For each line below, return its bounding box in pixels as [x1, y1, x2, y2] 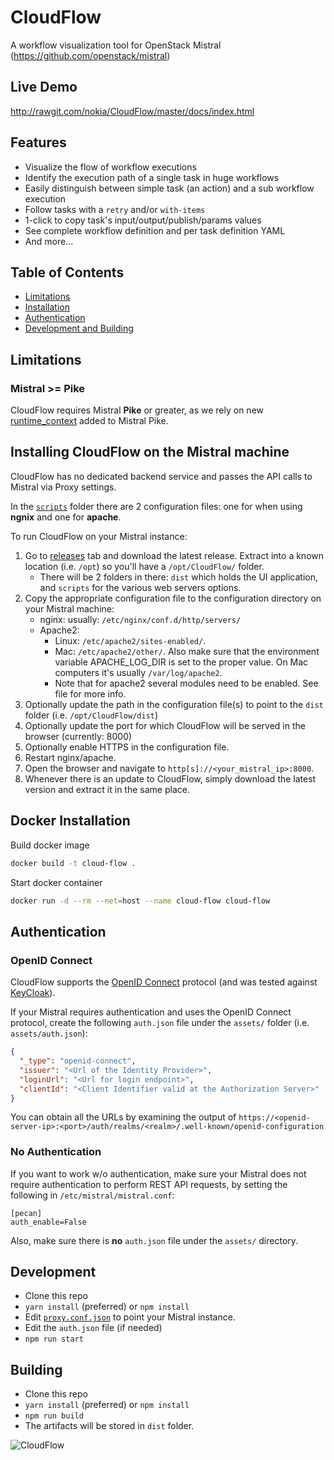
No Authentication [10, 1145, 102, 1159]
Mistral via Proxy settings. [10, 481, 117, 493]
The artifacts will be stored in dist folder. [24, 1420, 195, 1432]
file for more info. [54, 687, 127, 700]
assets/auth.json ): [10, 1027, 88, 1040]
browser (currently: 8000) [24, 730, 133, 742]
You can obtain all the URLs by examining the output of [10, 1111, 237, 1123]
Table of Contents [10, 264, 125, 281]
